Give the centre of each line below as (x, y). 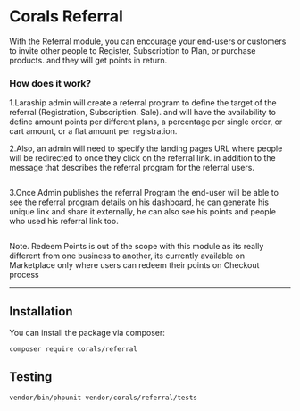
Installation (41, 311)
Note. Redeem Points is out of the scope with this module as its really (137, 247)
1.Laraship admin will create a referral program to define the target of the (143, 103)
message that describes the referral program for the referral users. (132, 168)
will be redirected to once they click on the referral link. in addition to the (142, 158)
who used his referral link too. (64, 222)
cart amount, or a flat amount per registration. (93, 131)
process (24, 275)
